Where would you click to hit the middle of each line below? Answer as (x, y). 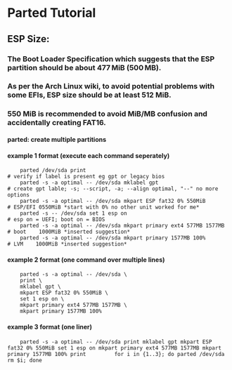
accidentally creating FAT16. (57, 123)
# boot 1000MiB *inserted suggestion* (69, 232)
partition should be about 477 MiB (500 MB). (84, 67)
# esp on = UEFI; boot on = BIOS (56, 220)
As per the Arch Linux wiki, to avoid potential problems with (111, 86)
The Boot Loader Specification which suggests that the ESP (111, 59)
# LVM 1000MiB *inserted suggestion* (67, 244)
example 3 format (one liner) (50, 326)
